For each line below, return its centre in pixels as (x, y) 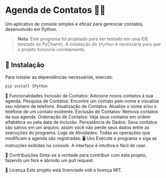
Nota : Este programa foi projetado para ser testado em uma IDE (83, 39)
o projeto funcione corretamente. (51, 49)
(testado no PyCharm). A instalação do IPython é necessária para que (89, 44)
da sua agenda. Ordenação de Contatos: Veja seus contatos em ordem (78, 117)
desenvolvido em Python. (31, 29)
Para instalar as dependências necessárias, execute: (59, 77)
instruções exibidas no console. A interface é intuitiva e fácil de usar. (76, 145)
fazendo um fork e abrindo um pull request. (50, 160)
